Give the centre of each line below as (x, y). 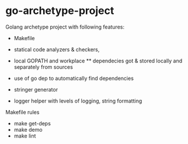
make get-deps (32, 123)
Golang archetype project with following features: (65, 27)
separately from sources (43, 67)
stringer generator (36, 89)
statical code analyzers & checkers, (57, 49)
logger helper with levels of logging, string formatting (78, 101)
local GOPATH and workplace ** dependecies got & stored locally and (98, 61)
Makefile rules (22, 112)
